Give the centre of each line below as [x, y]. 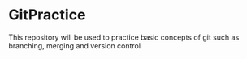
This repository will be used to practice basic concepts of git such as [124, 37]
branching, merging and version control [74, 45]
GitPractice [47, 15]
